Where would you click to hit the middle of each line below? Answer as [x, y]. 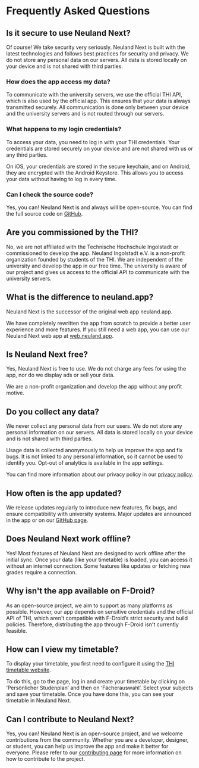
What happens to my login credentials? [64, 129]
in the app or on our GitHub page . [47, 520]
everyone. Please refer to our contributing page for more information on [94, 753]
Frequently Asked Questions [78, 11]
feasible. [17, 630]
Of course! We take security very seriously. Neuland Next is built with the [96, 47]
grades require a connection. [42, 572]
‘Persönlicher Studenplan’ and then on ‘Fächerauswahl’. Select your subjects [100, 688]
